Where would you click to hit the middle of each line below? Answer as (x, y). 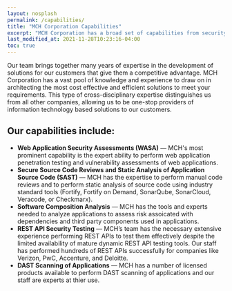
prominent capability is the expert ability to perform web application (114, 155)
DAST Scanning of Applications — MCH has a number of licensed (112, 265)
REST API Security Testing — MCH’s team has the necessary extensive (119, 228)
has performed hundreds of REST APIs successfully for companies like (118, 250)
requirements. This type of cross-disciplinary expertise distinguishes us (109, 95)
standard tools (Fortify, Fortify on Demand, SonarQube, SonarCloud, (114, 191)
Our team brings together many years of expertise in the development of (110, 65)
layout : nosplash (32, 13)
